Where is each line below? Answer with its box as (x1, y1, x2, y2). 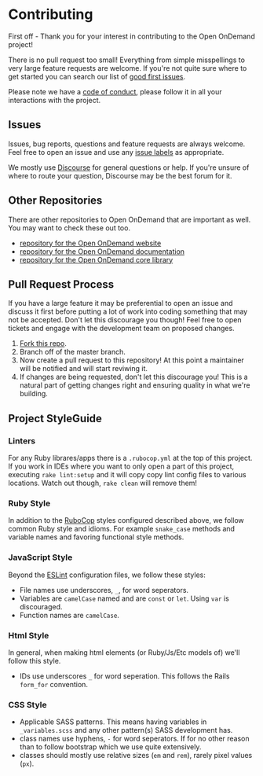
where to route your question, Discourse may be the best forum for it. (8, 171, 233, 180)
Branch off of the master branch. (19, 348, 126, 357)
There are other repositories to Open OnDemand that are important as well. (8, 215, 251, 224)
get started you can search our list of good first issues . (8, 72, 186, 81)
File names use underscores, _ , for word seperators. (19, 585, 189, 594)
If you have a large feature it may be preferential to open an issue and (8, 299, 233, 308)
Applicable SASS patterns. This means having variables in (19, 717, 207, 726)
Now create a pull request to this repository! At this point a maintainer (19, 355, 245, 365)
